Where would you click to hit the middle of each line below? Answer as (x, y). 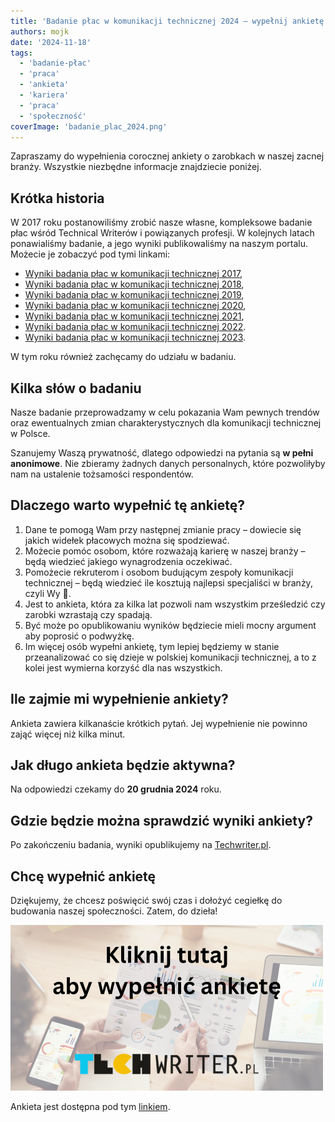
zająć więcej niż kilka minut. (68, 734)
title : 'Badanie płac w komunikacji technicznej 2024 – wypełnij (149, 21)
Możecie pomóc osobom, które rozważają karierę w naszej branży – (165, 551)
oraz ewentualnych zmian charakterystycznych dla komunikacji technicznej (166, 423)
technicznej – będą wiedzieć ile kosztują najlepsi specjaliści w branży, (168, 582)
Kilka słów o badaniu (76, 388)
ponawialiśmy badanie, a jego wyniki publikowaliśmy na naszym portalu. (159, 244)
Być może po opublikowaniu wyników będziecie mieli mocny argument (170, 625)
